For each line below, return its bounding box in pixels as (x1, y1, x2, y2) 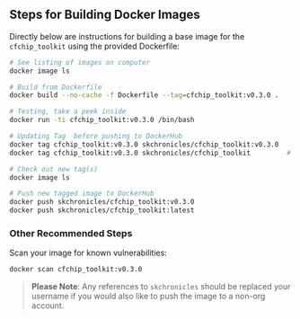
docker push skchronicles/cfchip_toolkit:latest (9, 206, 195, 215)
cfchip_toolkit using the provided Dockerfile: (9, 40, 180, 51)
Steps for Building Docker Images (9, 7, 200, 22)
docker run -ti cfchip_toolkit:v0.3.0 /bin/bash (9, 116, 195, 125)
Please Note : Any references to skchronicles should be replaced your (31, 281, 291, 292)
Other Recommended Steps (9, 226, 133, 239)
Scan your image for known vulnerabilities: (9, 247, 168, 259)
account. (31, 300, 65, 311)
